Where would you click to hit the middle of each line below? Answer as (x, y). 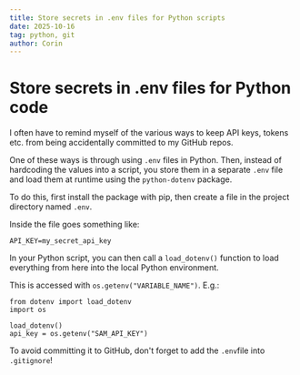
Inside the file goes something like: (75, 225)
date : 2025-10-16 (42, 26)
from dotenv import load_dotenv (70, 302)
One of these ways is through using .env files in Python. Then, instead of (145, 160)
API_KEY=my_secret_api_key (60, 241)
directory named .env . (51, 207)
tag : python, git (42, 35)
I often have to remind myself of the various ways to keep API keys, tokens (149, 133)
